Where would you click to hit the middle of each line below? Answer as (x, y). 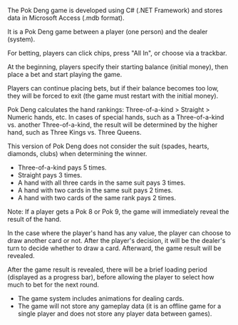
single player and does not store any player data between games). (115, 314)
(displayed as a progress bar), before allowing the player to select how (111, 277)
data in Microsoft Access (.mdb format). (66, 18)
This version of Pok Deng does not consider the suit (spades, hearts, (108, 146)
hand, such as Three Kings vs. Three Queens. (74, 132)
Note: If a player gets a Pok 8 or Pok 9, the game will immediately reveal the (118, 212)
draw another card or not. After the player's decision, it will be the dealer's (117, 241)
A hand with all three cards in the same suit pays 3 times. (102, 182)
